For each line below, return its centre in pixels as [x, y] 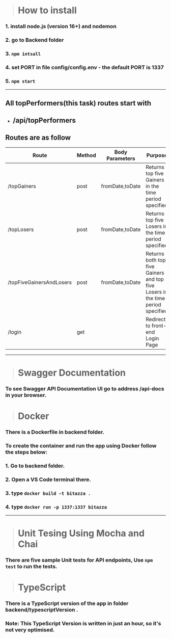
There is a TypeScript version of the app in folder [67, 603]
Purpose [157, 155]
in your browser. [26, 395]
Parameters [121, 158]
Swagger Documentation [72, 373]
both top [156, 260]
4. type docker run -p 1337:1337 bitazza [56, 507]
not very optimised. [30, 630]
